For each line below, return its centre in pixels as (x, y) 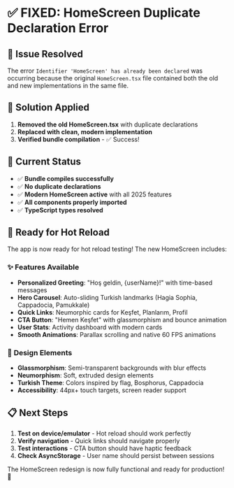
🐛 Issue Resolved (45, 54)
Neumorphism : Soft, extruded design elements (85, 375)
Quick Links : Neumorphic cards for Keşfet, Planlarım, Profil (102, 312)
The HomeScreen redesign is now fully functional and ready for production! (116, 469)
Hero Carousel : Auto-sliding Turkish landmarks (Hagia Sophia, (107, 297)
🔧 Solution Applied (48, 107)
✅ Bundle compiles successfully (65, 178)
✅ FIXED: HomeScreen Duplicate (104, 13)
